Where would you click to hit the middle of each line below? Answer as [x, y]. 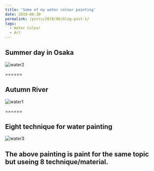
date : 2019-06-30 [23, 14]
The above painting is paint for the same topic [77, 154]
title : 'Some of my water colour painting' [51, 10]
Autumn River [27, 90]
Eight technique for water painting [59, 127]
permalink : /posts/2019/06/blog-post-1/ [47, 19]
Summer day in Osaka [39, 53]
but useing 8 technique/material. [57, 162]
